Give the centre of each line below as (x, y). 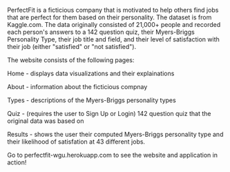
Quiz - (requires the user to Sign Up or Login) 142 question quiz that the (109, 114)
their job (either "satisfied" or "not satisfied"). (72, 47)
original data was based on (46, 121)
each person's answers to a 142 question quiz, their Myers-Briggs (101, 32)
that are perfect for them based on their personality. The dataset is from (109, 17)
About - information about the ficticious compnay (77, 87)
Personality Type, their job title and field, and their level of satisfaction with (113, 39)
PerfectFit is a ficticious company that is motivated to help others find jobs (113, 10)
